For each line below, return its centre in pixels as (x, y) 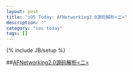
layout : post (22, 12)
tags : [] (17, 34)
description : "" (26, 22)
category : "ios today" (34, 28)
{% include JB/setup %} (36, 50)
